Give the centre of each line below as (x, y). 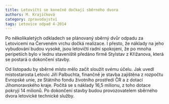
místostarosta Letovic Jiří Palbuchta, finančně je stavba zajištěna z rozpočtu (84, 75)
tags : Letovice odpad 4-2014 (36, 24)
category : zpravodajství (31, 19)
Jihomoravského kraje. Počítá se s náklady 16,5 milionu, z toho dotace (78, 85)
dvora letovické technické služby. (40, 96)
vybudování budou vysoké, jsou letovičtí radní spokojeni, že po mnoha (78, 49)
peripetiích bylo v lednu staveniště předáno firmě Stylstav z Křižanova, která (84, 54)
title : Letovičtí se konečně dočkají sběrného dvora (62, 10)
